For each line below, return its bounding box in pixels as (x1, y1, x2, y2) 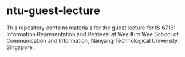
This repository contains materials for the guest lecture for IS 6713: (6, 24, 176, 31)
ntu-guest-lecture (6, 4, 100, 18)
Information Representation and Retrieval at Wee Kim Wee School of (6, 30, 179, 37)
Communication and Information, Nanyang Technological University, (6, 37, 179, 44)
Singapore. (6, 44, 34, 51)
